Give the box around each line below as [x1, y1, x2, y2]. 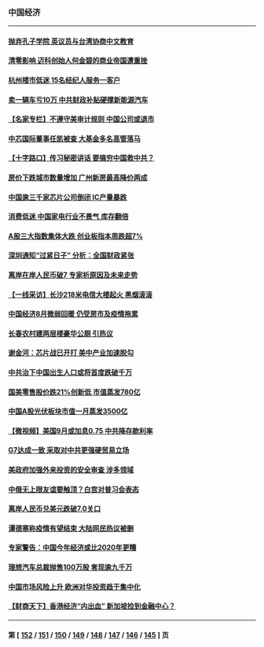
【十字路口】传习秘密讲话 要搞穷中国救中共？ [8, 153, 155, 163]
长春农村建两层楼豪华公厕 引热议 [8, 328, 114, 338]
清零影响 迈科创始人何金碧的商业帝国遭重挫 [8, 56, 148, 65]
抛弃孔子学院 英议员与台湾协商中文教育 [8, 36, 134, 46]
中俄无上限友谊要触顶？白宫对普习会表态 [8, 484, 139, 494]
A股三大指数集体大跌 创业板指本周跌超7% [8, 231, 144, 241]
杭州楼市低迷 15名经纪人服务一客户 [8, 76, 121, 85]
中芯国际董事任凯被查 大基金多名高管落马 [8, 134, 141, 143]
